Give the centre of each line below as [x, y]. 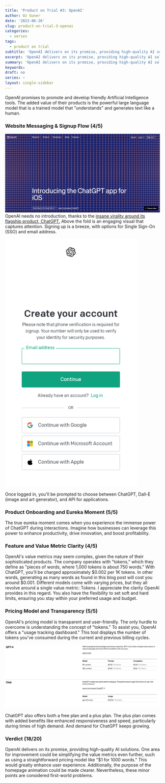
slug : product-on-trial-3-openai [39, 26]
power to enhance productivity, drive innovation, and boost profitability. [77, 533]
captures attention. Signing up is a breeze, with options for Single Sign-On [80, 226]
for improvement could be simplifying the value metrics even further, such [80, 755]
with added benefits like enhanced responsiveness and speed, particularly [80, 721]
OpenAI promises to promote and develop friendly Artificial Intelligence [77, 97]
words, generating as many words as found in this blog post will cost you [79, 578]
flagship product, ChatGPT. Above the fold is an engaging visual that [74, 221]
